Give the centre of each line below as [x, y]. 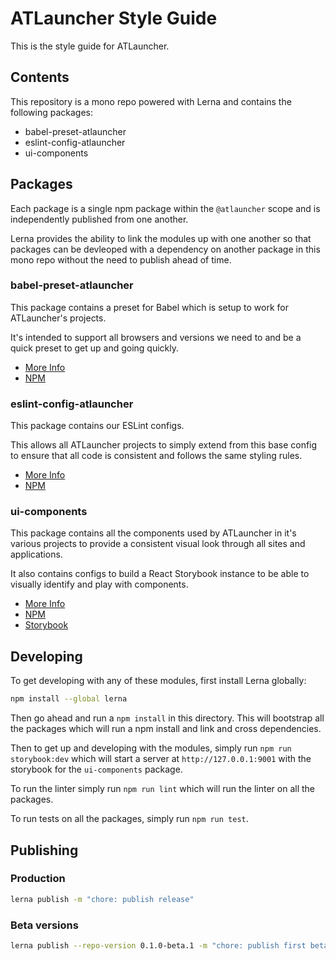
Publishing [44, 850]
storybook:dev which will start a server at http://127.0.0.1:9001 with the [161, 759]
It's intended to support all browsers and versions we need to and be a [156, 337]
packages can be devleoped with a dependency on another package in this [165, 249]
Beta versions [44, 925]
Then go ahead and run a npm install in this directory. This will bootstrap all [167, 718]
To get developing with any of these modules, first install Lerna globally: [158, 681]
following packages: [52, 112]
